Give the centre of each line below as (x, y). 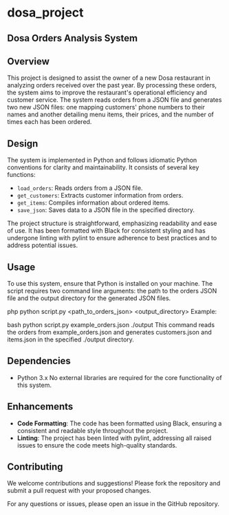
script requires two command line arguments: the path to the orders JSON (112, 291)
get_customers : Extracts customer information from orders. (100, 196)
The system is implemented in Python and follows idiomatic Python (102, 160)
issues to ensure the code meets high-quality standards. (97, 445)
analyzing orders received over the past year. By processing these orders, (112, 85)
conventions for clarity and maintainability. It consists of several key (103, 167)
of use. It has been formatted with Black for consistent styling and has (107, 231)
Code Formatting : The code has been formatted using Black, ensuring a (119, 423)
